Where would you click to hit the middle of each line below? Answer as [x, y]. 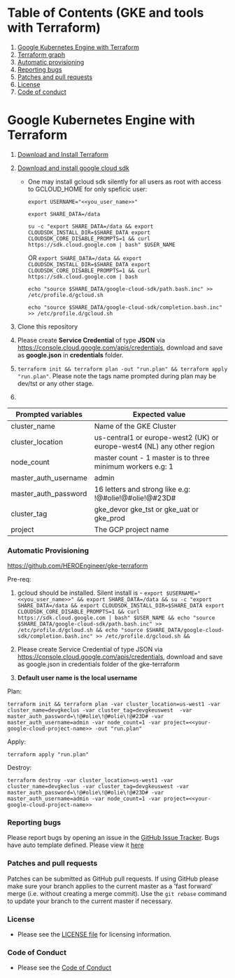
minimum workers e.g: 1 [134, 466]
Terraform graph [41, 55]
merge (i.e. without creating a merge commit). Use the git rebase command [117, 893]
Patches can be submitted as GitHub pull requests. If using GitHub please [113, 879]
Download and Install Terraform [63, 154]
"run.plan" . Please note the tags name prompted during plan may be [117, 376]
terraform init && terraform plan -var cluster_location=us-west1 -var [114, 704]
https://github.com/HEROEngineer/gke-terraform [78, 566]
